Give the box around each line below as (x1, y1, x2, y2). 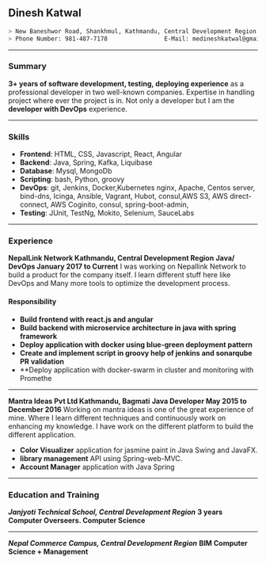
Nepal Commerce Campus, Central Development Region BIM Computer (8, 538, 248, 547)
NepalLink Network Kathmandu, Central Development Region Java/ (8, 253, 235, 263)
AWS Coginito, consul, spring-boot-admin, (50, 200, 189, 209)
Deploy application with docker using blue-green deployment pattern (19, 340, 253, 349)
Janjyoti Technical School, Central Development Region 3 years (8, 507, 223, 516)
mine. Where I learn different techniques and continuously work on (8, 413, 226, 422)
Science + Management (8, 547, 89, 556)
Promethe (19, 373, 52, 383)
